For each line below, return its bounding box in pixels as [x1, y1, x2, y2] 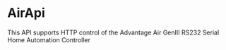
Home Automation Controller [7, 35, 90, 44]
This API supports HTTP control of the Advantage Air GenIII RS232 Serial [7, 28, 220, 37]
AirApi [7, 5, 45, 21]
